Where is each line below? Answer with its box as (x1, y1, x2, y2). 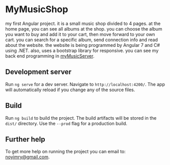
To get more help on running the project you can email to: (5, 149, 126, 155)
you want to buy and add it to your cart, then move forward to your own (5, 31, 155, 37)
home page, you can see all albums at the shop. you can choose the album (5, 25, 162, 32)
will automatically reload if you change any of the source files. (5, 87, 135, 93)
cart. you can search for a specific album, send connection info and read (5, 37, 158, 43)
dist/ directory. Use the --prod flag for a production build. (5, 120, 127, 126)
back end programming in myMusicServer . (5, 52, 95, 59)
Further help (5, 135, 46, 144)
